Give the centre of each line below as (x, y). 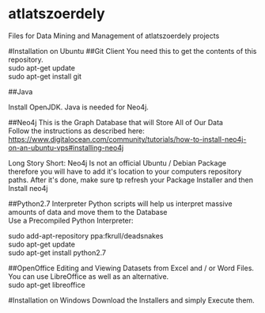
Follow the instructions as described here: (76, 131)
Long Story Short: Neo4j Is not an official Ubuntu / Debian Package (117, 162)
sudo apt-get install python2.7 (57, 252)
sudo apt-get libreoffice (47, 284)
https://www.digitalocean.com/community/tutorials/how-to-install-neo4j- (127, 139)
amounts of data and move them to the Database (88, 212)
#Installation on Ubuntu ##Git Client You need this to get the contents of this (132, 51)
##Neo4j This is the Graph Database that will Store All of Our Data (116, 122)
